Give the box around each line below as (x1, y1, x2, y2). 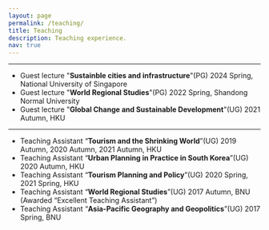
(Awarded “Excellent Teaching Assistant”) (19, 196, 158, 205)
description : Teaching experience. (8, 34, 127, 42)
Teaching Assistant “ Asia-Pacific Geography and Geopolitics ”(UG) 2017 (19, 204, 261, 214)
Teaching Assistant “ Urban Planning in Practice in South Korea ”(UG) (19, 153, 249, 163)
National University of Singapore (19, 79, 128, 89)
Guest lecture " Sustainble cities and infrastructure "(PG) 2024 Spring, (19, 71, 254, 81)
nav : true (8, 42, 42, 50)
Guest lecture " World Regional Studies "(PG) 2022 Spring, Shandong (19, 88, 248, 97)
